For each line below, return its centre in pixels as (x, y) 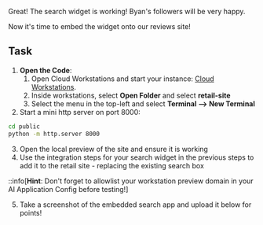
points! (31, 212)
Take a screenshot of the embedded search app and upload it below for (135, 205)
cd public (24, 126)
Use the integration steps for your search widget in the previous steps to (137, 157)
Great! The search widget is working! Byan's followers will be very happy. (127, 11)
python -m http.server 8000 (54, 134)
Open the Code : (46, 70)
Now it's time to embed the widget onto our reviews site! (99, 26)
